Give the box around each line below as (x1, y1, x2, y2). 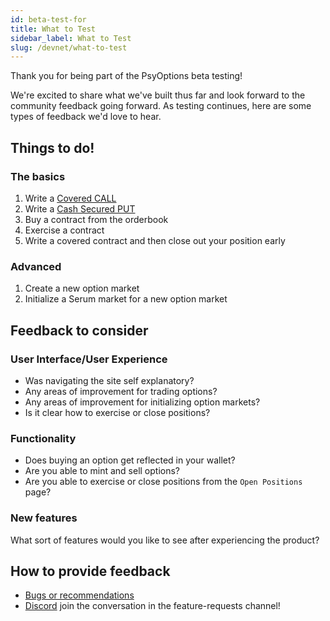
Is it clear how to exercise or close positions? (24, 406, 211, 418)
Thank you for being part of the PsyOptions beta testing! (10, 70, 243, 82)
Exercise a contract (24, 224, 105, 236)
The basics (10, 169, 66, 183)
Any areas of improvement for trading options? (24, 385, 218, 397)
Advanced (10, 259, 62, 273)
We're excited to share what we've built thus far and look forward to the (10, 89, 306, 101)
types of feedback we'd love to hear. (10, 111, 162, 123)
